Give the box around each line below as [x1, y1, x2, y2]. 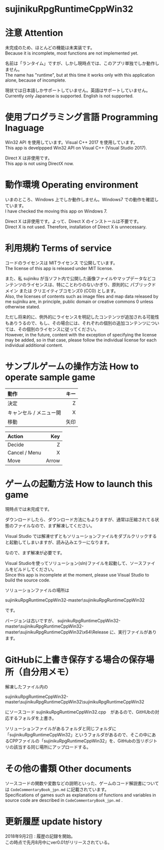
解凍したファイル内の [5, 684, 48, 690]
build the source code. [5, 577, 50, 583]
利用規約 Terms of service [5, 243, 112, 254]
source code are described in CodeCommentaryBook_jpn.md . [5, 797, 123, 803]
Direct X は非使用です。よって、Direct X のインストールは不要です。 [5, 218, 141, 224]
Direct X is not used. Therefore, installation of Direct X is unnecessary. [5, 224, 147, 230]
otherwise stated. [5, 304, 41, 309]
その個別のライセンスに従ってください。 [18, 326, 99, 332]
